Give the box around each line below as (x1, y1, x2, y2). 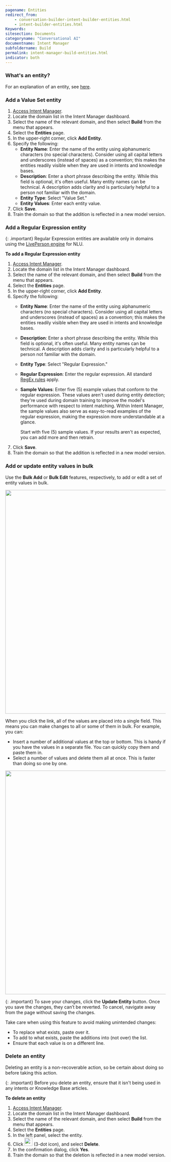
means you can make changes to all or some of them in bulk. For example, (5, 723, 161, 729)
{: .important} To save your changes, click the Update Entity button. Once (5, 998, 160, 1004)
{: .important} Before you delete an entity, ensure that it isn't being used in (5, 1080, 161, 1086)
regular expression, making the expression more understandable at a (20, 414, 165, 420)
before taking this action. (5, 1069, 58, 1076)
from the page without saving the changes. (5, 1009, 96, 1015)
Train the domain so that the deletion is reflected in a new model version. (12, 1152, 166, 1158)
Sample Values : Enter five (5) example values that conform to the (20, 387, 158, 393)
